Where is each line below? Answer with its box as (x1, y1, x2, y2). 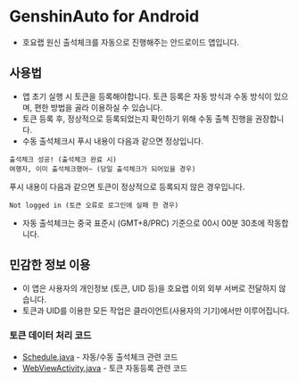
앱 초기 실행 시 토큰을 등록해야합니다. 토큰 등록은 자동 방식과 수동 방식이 (21, 91, 272, 102)
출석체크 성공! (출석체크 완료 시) (9, 154, 118, 164)
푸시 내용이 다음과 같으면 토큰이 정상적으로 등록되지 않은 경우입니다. (9, 181, 245, 192)
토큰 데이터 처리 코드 (9, 329, 92, 342)
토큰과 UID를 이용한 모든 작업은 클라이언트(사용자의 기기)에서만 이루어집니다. (21, 305, 290, 316)
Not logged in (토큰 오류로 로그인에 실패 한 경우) (9, 201, 179, 210)
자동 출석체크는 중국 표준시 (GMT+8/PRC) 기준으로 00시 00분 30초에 (21, 217, 266, 228)
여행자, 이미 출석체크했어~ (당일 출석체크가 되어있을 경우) (9, 164, 196, 173)
